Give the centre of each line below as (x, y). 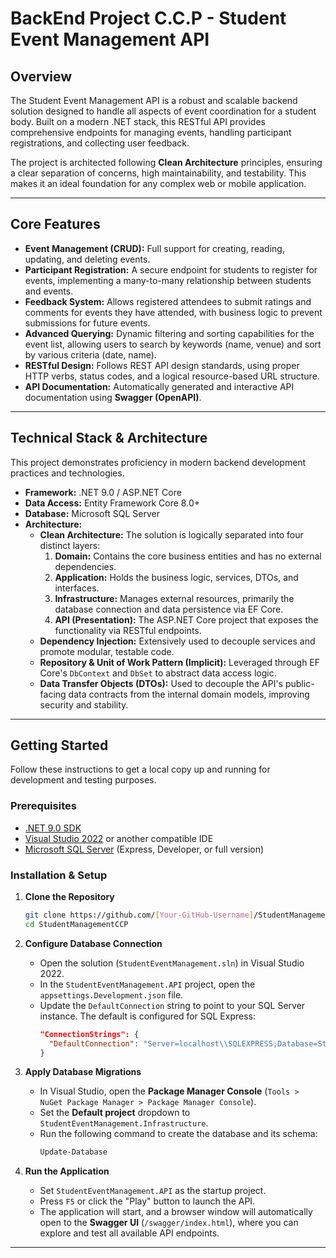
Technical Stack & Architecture (109, 438)
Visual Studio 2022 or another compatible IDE (119, 838)
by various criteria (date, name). (90, 354)
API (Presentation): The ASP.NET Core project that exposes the (186, 619)
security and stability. (84, 704)
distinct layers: (70, 545)
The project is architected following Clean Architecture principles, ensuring (166, 162)
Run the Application (67, 1171)
